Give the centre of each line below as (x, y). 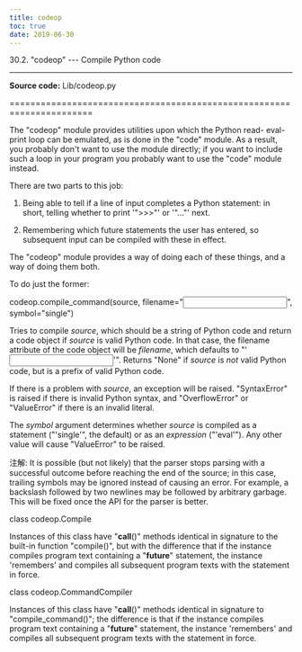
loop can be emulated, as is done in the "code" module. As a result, (153, 139)
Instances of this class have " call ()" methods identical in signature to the (144, 537)
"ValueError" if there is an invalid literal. (82, 408)
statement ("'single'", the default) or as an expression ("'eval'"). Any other (146, 435)
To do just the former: (49, 284)
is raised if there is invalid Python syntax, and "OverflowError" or (129, 398)
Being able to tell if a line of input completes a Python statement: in (146, 203)
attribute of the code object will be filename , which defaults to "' (129, 350)
